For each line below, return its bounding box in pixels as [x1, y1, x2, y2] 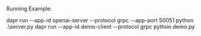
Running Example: [6, 5, 52, 12]
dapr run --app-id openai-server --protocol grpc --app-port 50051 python [6, 17, 194, 23]
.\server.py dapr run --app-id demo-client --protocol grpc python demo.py [6, 23, 195, 30]
